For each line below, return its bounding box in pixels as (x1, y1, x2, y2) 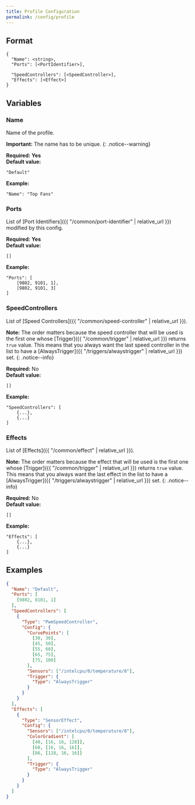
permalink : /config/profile (6, 14, 75, 20)
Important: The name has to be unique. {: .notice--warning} (6, 140, 151, 147)
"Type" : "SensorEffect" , (21, 717, 83, 723)
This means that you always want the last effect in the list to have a (6, 471, 168, 478)
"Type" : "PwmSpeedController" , (21, 619, 98, 625)
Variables (6, 98, 42, 108)
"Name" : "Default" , (11, 586, 59, 592)
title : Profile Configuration (6, 8, 80, 15)
